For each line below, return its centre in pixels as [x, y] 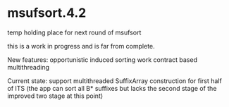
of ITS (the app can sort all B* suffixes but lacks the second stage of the [112, 88]
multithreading [28, 67]
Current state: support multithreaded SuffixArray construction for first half [114, 81]
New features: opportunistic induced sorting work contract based [102, 59]
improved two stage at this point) [55, 96]
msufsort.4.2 [47, 13]
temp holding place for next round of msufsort [74, 32]
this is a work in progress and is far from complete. [81, 46]
